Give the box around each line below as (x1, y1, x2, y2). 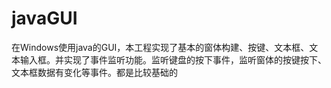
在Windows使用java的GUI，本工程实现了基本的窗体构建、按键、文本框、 (11, 41, 310, 53)
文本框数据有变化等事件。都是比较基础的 (11, 66, 178, 78)
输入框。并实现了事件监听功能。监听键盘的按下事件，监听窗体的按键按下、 (19, 53, 327, 66)
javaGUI (11, 7, 78, 30)
